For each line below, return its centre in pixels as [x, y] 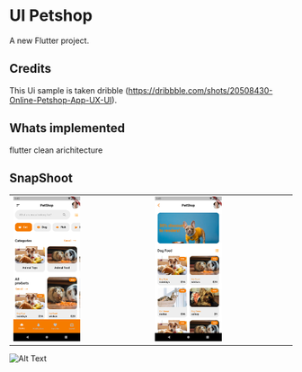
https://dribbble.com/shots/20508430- [200, 90]
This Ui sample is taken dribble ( [69, 90]
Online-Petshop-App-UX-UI [61, 100]
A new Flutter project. [49, 40]
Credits [31, 69]
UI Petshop [51, 16]
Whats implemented [67, 128]
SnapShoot [41, 177]
